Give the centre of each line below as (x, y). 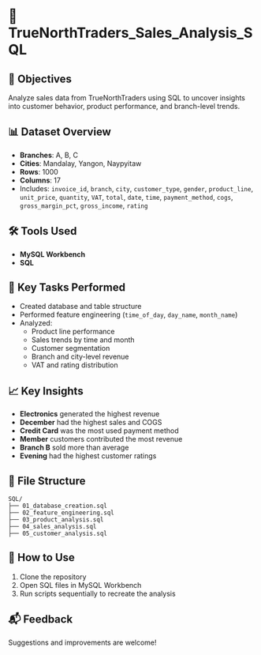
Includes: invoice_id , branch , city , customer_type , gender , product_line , (136, 188)
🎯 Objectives (40, 79)
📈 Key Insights (46, 391)
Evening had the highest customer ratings (88, 456)
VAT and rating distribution (75, 365)
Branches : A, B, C (49, 155)
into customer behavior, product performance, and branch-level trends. (124, 106)
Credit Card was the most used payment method (99, 431)
